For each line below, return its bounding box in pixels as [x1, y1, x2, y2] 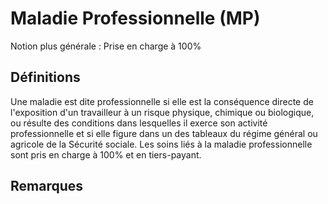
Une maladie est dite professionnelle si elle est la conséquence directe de [10, 95, 314, 107]
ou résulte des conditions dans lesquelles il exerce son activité [10, 117, 268, 129]
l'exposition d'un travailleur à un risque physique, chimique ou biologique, [10, 106, 315, 118]
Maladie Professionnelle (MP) [10, 7, 261, 30]
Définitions [10, 69, 81, 86]
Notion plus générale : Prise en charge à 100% [10, 40, 202, 52]
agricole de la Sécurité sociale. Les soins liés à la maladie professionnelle [10, 138, 313, 150]
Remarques [10, 178, 84, 195]
